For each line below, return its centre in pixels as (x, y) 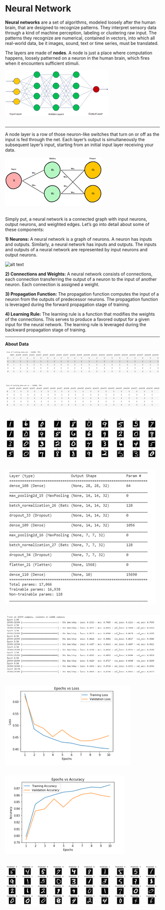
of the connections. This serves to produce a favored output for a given (77, 319)
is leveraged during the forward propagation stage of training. (68, 304)
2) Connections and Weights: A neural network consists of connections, (79, 274)
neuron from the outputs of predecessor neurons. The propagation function (82, 299)
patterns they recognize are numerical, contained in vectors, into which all (80, 38)
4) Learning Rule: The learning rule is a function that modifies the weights (80, 314)
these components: (25, 229)
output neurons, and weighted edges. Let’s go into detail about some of (77, 224)
